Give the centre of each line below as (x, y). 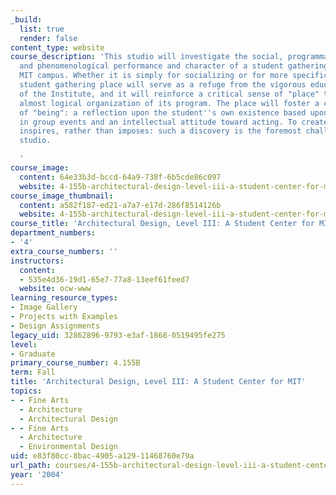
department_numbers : (53, 233)
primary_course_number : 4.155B (75, 363)
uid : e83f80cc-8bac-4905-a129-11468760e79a (102, 456)
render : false (48, 38)
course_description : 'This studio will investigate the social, (147, 57)
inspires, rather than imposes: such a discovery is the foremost (160, 131)
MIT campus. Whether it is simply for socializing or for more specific (174, 76)
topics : (26, 391)
